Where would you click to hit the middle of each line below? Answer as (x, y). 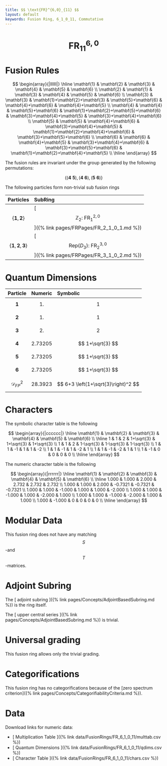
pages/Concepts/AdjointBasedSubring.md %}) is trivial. (62, 620)
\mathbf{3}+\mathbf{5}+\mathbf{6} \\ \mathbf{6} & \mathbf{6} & (84, 137)
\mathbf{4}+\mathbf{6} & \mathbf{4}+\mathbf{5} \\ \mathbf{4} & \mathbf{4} (84, 105)
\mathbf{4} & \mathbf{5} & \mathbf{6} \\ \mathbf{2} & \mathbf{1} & (84, 89)
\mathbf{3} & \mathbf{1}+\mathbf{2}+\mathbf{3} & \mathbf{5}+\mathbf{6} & (84, 100)
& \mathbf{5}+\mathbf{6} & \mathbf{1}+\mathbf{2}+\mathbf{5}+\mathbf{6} (84, 111)
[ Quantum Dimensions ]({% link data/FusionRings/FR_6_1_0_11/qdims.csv (87, 748)
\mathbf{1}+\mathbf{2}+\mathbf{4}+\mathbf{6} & (84, 132)
